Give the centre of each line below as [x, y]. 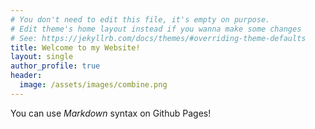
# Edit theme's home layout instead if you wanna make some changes [156, 29]
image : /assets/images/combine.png [93, 85]
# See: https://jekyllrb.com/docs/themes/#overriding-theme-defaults [158, 38]
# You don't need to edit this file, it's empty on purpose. [140, 19]
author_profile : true [55, 66]
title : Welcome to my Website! [75, 47]
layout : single [42, 57]
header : [26, 76]
